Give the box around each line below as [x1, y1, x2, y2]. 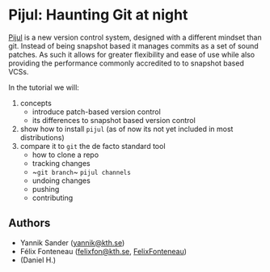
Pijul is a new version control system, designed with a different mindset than [8, 32, 262, 42]
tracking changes [32, 158, 91, 168]
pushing [32, 184, 60, 193]
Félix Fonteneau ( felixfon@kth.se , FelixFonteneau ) [19, 246, 188, 256]
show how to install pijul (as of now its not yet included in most [19, 124, 234, 134]
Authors [8, 216, 51, 230]
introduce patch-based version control [32, 107, 162, 117]
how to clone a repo [32, 150, 99, 159]
